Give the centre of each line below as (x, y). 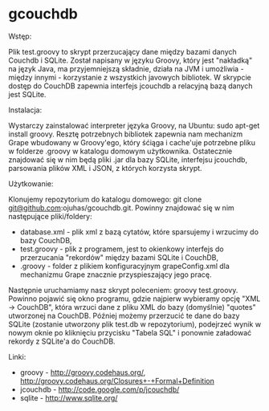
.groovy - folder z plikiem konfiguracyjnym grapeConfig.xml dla (125, 266)
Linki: (17, 356)
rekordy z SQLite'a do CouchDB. (62, 341)
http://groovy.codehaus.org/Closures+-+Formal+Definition (117, 380)
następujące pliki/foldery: (50, 216)
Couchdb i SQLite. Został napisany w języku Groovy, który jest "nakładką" (130, 60)
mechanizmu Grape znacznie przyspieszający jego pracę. (116, 275)
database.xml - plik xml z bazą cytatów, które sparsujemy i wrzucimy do (139, 232)
